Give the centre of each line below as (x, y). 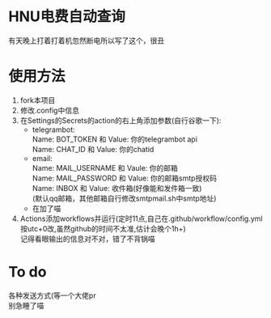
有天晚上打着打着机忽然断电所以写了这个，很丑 (86, 40)
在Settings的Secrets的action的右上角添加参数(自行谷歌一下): (121, 120)
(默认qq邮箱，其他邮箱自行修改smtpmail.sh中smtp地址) (124, 198)
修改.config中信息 (49, 110)
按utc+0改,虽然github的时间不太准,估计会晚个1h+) (103, 228)
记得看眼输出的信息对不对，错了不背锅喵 (87, 239)
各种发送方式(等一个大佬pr (52, 295)
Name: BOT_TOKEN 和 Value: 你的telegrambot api (115, 139)
